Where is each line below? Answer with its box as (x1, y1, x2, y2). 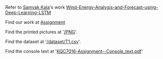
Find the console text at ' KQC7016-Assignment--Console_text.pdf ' (5, 48, 143, 54)
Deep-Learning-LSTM (5, 9, 51, 15)
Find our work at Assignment (5, 19, 66, 25)
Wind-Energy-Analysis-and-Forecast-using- (66, 4, 158, 10)
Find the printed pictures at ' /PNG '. (5, 29, 78, 34)
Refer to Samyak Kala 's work (5, 4, 65, 10)
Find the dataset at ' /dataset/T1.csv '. (5, 38, 81, 44)
